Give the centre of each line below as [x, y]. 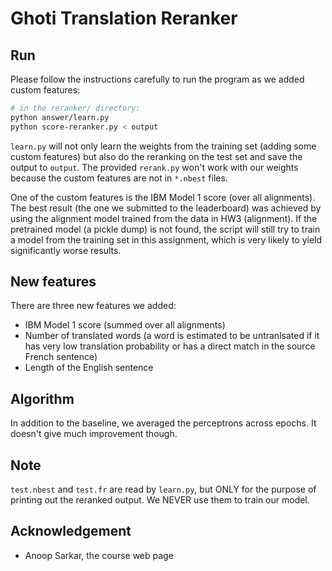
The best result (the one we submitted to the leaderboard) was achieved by [166, 208]
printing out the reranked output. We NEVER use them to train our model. [160, 500]
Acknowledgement [71, 531]
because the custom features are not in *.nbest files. [119, 178]
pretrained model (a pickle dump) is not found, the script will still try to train [165, 229]
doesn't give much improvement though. [94, 434]
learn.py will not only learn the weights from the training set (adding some [163, 146]
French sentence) [61, 357]
